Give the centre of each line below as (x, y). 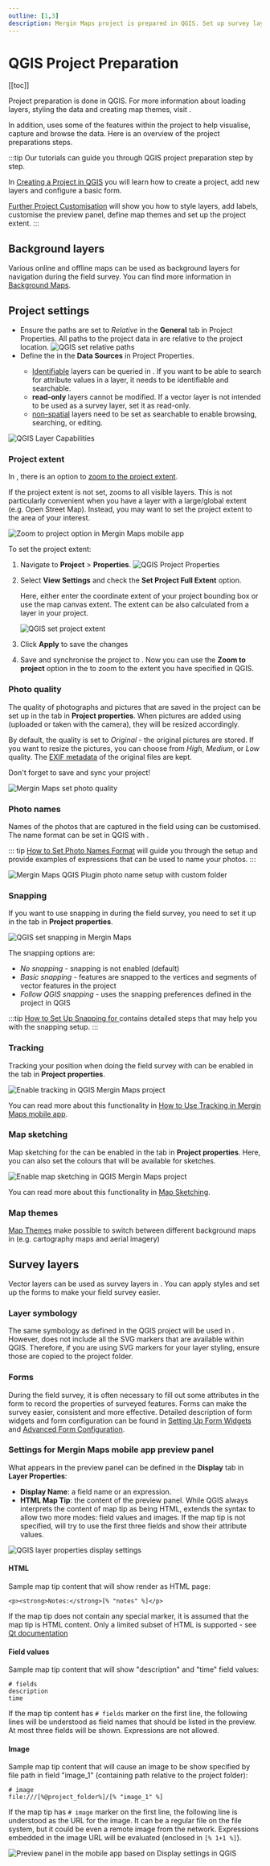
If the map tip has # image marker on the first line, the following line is (123, 1812)
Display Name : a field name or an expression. (96, 1491)
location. (35, 347)
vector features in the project (68, 986)
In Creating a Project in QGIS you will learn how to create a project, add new (134, 182)
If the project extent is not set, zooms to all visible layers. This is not (121, 492)
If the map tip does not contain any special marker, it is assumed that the (129, 1616)
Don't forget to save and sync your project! (80, 772)
